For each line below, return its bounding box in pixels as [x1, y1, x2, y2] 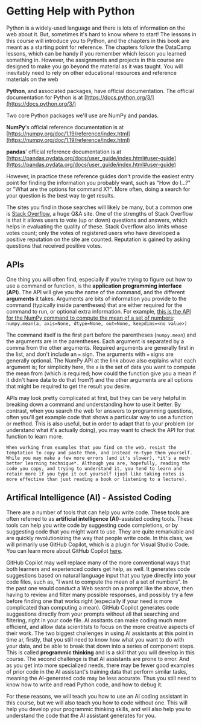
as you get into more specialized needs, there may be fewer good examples [6, 662, 195, 669]
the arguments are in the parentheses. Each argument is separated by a [6, 337, 185, 345]
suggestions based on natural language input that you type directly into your [6, 572, 196, 579]
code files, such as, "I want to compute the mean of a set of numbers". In [6, 578, 188, 585]
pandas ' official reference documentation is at [6, 148, 122, 155]
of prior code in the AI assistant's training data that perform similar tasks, [6, 668, 188, 675]
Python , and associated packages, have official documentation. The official [6, 87, 194, 94]
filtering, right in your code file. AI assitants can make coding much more [6, 616, 187, 623]
